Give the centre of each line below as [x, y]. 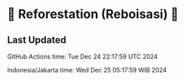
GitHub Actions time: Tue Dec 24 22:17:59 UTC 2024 [83, 56]
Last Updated [37, 40]
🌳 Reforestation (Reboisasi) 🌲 [93, 14]
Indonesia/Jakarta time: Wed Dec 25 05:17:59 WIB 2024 [87, 70]
